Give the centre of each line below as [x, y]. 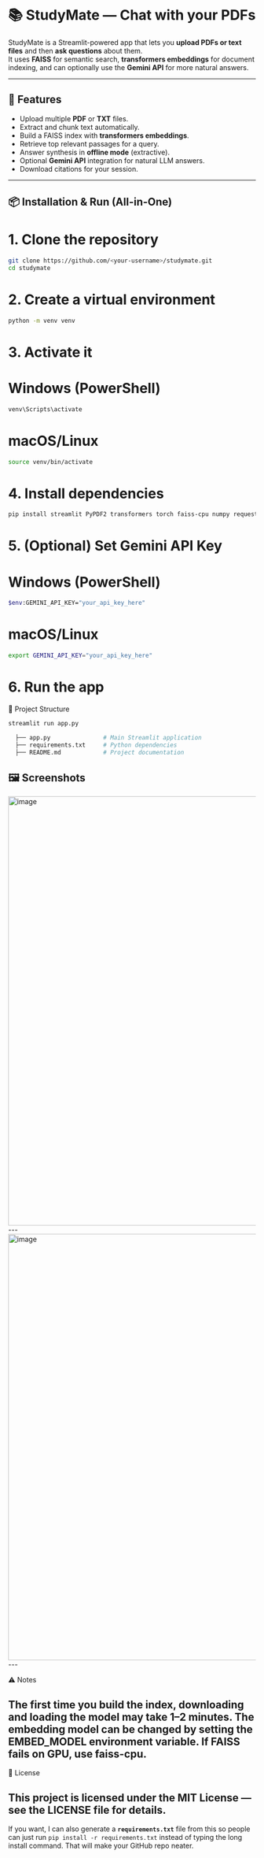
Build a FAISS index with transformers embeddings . [104, 135]
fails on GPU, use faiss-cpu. [77, 1754]
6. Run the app [56, 687]
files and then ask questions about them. [75, 50]
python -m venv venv [42, 321]
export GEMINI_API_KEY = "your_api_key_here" [81, 656]
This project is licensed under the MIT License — [130, 1798]
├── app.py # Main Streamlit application [108, 737]
